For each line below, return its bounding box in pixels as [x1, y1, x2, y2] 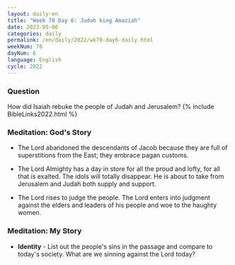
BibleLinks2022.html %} [7, 110, 78, 118]
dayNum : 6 [7, 50, 37, 57]
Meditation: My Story [7, 226, 82, 236]
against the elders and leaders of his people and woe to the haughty [17, 201, 217, 209]
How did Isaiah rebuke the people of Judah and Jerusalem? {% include [7, 102, 214, 110]
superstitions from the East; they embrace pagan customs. [17, 151, 189, 160]
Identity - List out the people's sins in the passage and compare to [17, 242, 213, 251]
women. [17, 208, 42, 217]
